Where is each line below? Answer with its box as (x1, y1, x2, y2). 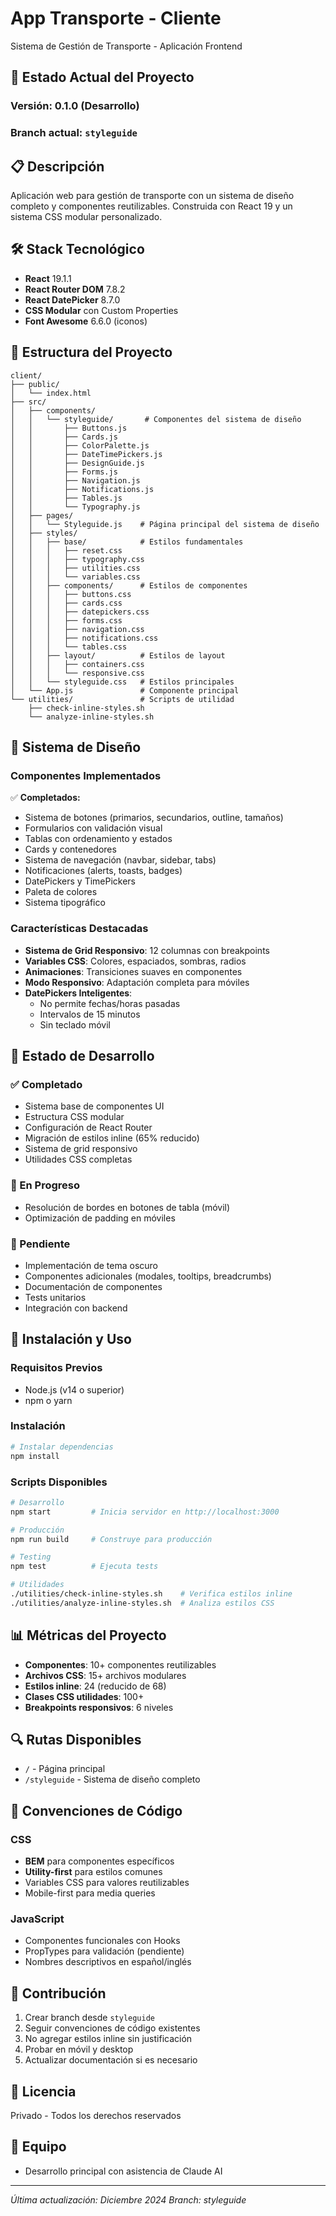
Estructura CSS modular (24, 1111, 125, 1123)
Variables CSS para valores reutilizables (24, 1877, 190, 1889)
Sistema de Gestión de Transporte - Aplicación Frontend (10, 40, 243, 52)
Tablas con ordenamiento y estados (24, 833, 173, 845)
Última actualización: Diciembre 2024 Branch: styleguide (10, 2193, 247, 2206)
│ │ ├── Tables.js (10, 493, 123, 503)
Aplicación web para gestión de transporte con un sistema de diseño (10, 189, 295, 201)
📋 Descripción (10, 158, 105, 175)
